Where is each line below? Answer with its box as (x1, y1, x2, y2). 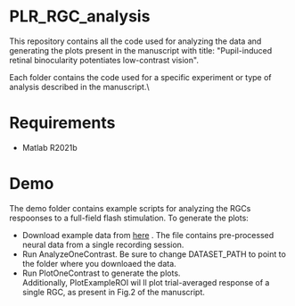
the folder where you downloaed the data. (21, 258, 176, 269)
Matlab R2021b (21, 142, 78, 153)
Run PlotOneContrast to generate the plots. (21, 268, 181, 278)
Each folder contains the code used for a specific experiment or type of (9, 71, 272, 82)
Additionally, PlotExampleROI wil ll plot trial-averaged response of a (21, 277, 270, 287)
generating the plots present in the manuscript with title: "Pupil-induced (9, 45, 273, 55)
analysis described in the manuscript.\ (9, 81, 150, 92)
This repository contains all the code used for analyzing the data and (9, 36, 262, 46)
